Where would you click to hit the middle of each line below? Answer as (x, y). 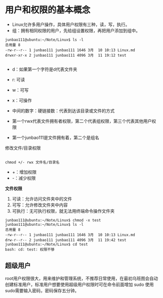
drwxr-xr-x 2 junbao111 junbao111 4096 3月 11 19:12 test (66, 55)
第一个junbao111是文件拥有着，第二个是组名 (56, 138)
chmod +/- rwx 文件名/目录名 (32, 162)
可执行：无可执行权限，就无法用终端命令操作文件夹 (63, 211)
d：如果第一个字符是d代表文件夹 (45, 69)
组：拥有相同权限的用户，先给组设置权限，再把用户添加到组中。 (76, 30)
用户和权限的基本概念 (48, 10)
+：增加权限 (24, 172)
